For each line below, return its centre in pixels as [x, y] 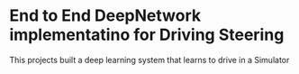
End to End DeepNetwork [105, 16]
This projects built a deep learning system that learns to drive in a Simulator [149, 60]
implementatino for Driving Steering [147, 35]
